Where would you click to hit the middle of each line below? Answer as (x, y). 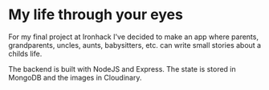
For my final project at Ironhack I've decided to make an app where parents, (134, 37)
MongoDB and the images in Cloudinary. (75, 77)
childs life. (25, 53)
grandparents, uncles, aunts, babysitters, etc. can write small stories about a (135, 45)
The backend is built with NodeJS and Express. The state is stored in (122, 68)
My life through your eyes (96, 15)
